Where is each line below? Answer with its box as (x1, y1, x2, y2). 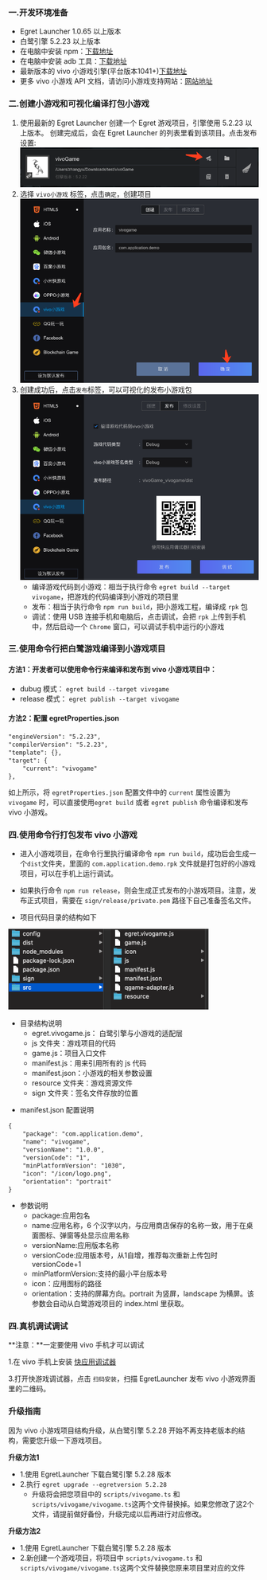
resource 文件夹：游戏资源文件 (31, 1078, 133, 1088)
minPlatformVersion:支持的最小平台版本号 (31, 1269, 168, 1279)
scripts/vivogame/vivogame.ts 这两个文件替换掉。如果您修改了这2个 (31, 1499, 254, 1508)
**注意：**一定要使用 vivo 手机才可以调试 (8, 1340, 145, 1350)
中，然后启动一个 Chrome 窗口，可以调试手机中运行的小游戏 (31, 621, 225, 631)
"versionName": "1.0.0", (22, 1146, 105, 1154)
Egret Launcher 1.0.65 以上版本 (19, 26, 122, 37)
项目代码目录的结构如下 (19, 913, 97, 922)
